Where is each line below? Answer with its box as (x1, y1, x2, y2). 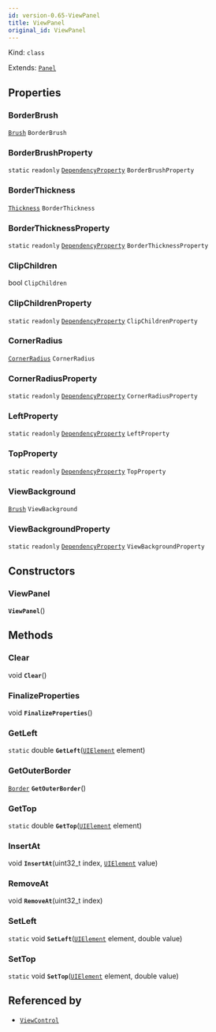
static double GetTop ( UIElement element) (8, 821, 142, 830)
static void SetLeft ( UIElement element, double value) (8, 933, 183, 943)
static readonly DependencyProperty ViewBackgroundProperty (8, 543, 205, 551)
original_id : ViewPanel (8, 26, 87, 34)
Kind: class (8, 48, 45, 58)
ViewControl (19, 1016, 59, 1024)
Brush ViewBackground (8, 506, 77, 514)
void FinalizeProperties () (8, 708, 93, 717)
